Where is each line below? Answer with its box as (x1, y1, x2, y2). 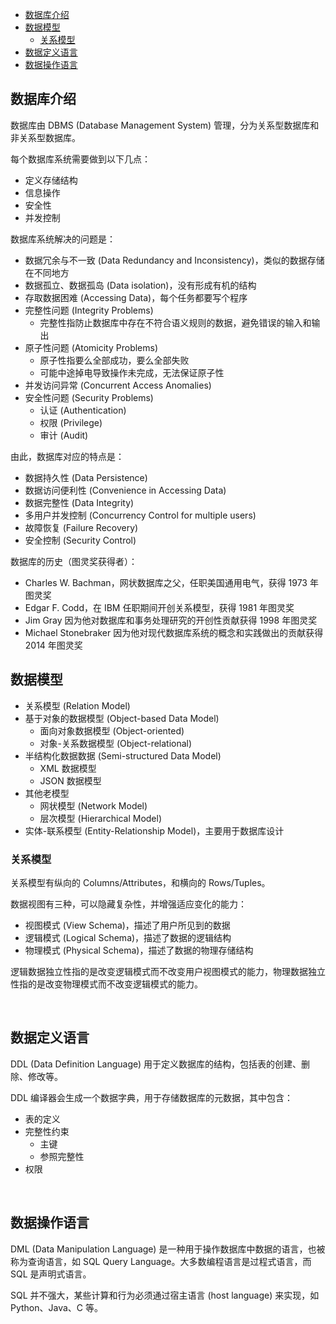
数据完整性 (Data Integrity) (24, 496, 135, 508)
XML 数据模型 (39, 762, 97, 774)
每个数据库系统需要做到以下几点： (10, 153, 151, 165)
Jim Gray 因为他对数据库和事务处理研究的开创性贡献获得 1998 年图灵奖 (24, 614, 318, 626)
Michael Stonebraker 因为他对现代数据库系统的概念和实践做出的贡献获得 (24, 626, 324, 638)
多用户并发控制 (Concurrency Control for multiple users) (24, 509, 257, 521)
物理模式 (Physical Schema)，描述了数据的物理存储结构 (24, 944, 254, 956)
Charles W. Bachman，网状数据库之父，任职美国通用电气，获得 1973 (24, 576, 308, 588)
